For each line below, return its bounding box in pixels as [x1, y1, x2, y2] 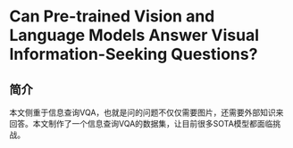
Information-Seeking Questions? [9, 45, 258, 64]
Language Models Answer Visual [9, 25, 259, 45]
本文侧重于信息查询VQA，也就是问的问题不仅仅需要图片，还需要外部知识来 [9, 107, 284, 118]
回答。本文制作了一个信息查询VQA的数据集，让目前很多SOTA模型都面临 [9, 119, 273, 128]
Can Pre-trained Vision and [9, 6, 215, 27]
